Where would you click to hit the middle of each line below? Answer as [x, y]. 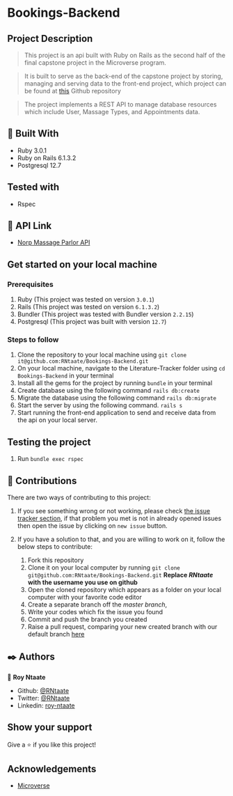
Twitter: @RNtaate [43, 698]
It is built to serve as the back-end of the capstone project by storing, [123, 76]
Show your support [50, 727]
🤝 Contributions [42, 481]
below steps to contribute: [55, 547]
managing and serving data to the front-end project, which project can [125, 84]
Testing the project [49, 442]
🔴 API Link [30, 226]
